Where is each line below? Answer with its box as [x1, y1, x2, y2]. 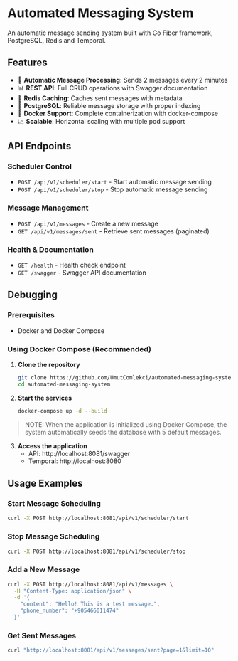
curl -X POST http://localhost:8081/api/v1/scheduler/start [7, 514, 190, 522]
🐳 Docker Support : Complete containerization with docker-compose [17, 109, 219, 117]
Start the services [17, 393, 72, 402]
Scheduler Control [7, 162, 72, 171]
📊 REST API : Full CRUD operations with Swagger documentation [17, 83, 208, 92]
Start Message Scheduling [7, 498, 102, 508]
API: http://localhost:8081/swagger [28, 449, 131, 458]
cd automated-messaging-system [17, 381, 111, 388]
